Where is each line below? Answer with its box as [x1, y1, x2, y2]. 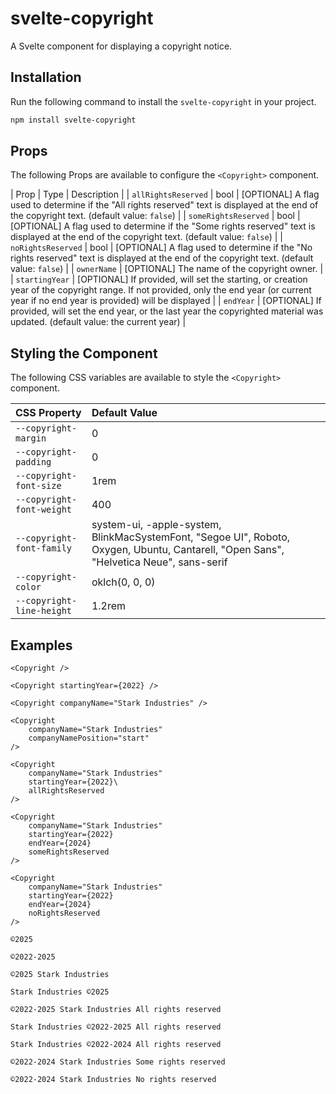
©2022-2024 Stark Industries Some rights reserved [10, 1057, 226, 1067]
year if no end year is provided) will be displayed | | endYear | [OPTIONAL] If [10, 295, 322, 307]
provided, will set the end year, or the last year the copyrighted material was [10, 305, 324, 317]
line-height [15, 605, 73, 617]
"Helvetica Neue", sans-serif [91, 555, 228, 569]
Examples [10, 637, 73, 654]
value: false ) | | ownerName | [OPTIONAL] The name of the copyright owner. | [10, 263, 324, 275]
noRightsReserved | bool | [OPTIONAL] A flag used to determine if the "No [10, 242, 313, 254]
